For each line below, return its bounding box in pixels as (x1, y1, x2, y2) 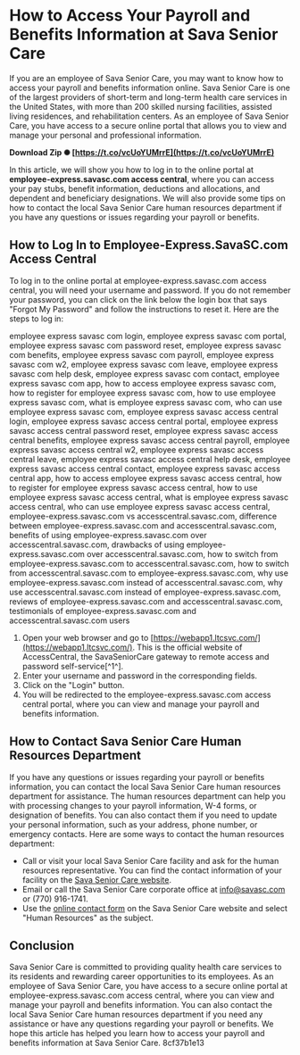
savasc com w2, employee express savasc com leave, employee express (9, 359, 279, 370)
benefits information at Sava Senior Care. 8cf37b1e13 (9, 1037, 205, 1049)
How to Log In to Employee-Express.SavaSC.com (9, 237, 288, 253)
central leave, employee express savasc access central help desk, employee (9, 453, 291, 464)
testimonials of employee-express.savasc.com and (9, 605, 196, 616)
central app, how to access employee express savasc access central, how (9, 472, 283, 483)
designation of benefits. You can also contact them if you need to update (9, 810, 278, 820)
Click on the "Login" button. (21, 679, 125, 690)
